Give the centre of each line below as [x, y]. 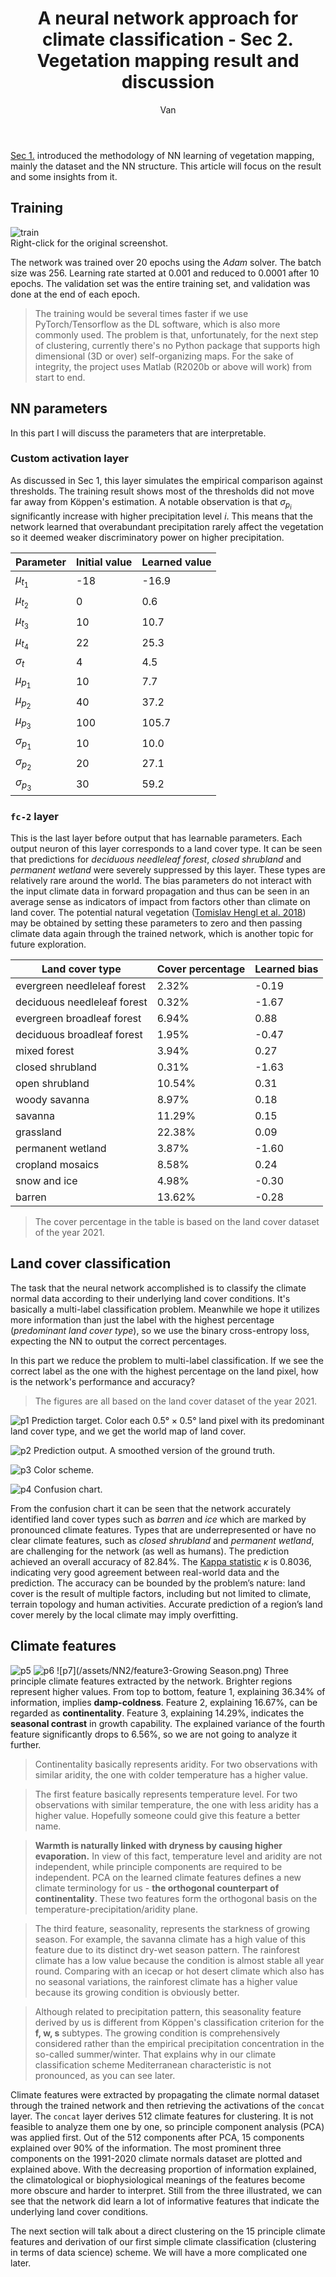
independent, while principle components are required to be [158, 1866]
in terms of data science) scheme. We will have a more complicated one [159, 2252]
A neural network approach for [168, 18]
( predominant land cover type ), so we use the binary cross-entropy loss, [160, 1330]
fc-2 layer [34, 816]
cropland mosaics [57, 1164]
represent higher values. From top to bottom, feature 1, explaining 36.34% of [168, 1691]
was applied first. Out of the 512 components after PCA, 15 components [157, 2137]
